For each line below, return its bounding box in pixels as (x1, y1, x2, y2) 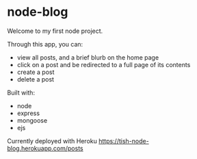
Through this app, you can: (7, 40, 83, 48)
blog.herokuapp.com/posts (7, 144, 83, 152)
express (16, 109, 40, 117)
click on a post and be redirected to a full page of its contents (16, 60, 191, 69)
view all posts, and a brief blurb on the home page (16, 53, 159, 62)
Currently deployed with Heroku (7, 136, 97, 145)
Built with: (7, 88, 36, 97)
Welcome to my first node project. (7, 27, 103, 35)
